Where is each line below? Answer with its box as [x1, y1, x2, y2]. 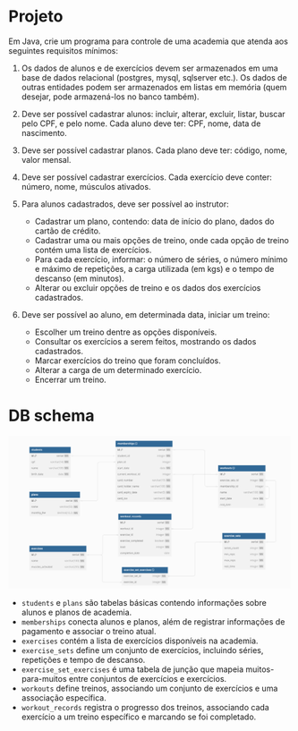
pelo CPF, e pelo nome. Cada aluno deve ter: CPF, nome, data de [21, 118, 261, 129]
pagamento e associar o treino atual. [21, 626, 157, 637]
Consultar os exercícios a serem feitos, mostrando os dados [34, 336, 257, 346]
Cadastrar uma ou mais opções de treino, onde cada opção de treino [34, 234, 290, 245]
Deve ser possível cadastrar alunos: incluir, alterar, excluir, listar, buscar [21, 108, 285, 119]
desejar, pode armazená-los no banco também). [21, 91, 200, 102]
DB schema [8, 405, 95, 426]
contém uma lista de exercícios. [34, 244, 152, 255]
